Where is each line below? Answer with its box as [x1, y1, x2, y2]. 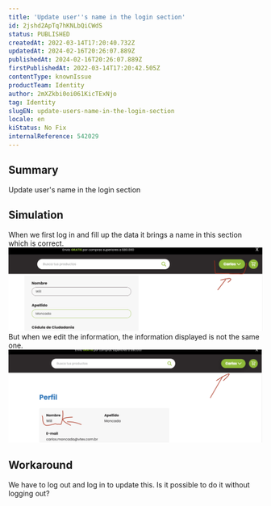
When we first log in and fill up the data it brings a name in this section [8, 230, 243, 239]
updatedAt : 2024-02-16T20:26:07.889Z [8, 47, 135, 56]
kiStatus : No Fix [8, 124, 67, 133]
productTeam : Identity [8, 81, 85, 89]
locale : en [8, 116, 45, 124]
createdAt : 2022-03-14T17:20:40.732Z [8, 39, 135, 47]
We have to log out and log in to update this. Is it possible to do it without [8, 479, 250, 489]
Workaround [8, 458, 73, 472]
